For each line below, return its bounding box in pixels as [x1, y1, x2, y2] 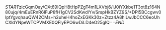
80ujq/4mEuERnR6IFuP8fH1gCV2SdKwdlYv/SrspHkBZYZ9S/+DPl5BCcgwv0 [5, 9, 162, 15]
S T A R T [5, 4, 19, 10]
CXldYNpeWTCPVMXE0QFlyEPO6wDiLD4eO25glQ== [5, 19, 116, 25]
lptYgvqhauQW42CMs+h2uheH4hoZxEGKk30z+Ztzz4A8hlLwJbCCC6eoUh [5, 15, 160, 20]
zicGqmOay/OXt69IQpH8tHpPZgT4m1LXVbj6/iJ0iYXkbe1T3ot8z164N [19, 4, 161, 10]
